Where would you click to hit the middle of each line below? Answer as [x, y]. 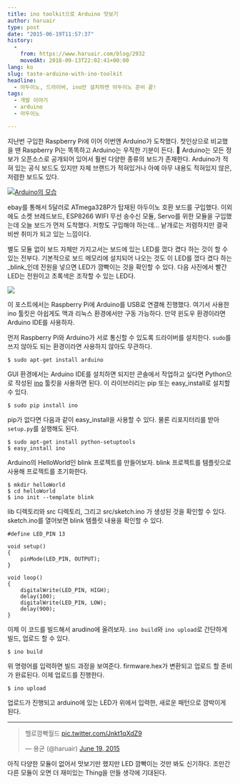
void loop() [25, 578]
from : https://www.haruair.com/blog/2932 [82, 54]
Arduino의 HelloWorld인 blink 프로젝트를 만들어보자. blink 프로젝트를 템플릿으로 [120, 462]
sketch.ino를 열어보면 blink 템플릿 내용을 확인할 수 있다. [86, 520]
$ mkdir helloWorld [36, 485]
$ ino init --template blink [51, 497]
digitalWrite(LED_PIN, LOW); [64, 603]
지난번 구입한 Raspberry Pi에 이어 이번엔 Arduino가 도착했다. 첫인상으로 [108, 141]
